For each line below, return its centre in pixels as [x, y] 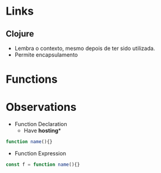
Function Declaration [41, 124]
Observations [41, 107]
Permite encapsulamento [46, 55]
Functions [32, 79]
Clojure [20, 34]
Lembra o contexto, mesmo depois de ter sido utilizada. [85, 48]
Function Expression [40, 153]
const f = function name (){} [43, 164]
